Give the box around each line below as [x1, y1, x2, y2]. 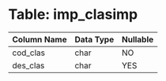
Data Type [74, 34, 115, 45]
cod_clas [12, 47, 46, 58]
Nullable [121, 34, 154, 45]
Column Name [12, 34, 67, 45]
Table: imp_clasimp [8, 6, 138, 24]
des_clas [12, 60, 45, 71]
